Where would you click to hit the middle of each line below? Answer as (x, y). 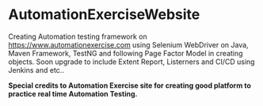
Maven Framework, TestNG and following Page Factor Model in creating (126, 53)
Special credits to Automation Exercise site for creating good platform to (130, 85)
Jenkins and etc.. (36, 70)
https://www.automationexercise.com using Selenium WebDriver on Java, (128, 44)
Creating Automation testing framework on (78, 36)
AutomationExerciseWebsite (104, 15)
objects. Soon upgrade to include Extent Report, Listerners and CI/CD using (131, 62)
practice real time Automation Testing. (73, 93)
